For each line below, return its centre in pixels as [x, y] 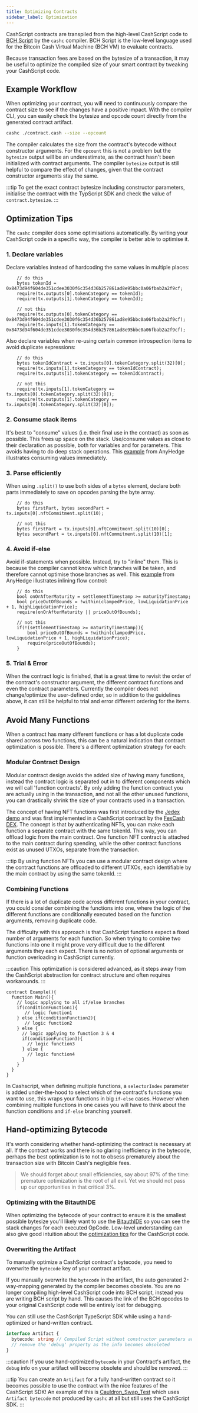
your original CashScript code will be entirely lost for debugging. [85, 1305]
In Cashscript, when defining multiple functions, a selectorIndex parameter [98, 1086]
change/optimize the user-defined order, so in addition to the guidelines [93, 695]
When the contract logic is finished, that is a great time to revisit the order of [99, 676]
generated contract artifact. [40, 123]
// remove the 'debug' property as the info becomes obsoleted [90, 1345]
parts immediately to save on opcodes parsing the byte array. [80, 492]
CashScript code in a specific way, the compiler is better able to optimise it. [98, 239]
